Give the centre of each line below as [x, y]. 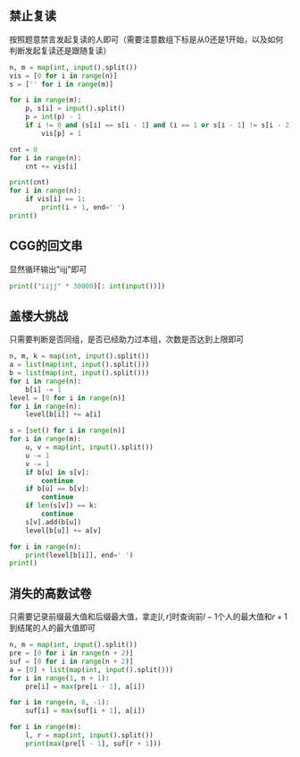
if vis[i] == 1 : [56, 200]
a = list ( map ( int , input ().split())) [79, 365]
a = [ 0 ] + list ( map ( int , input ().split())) [92, 669]
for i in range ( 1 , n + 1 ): [59, 678]
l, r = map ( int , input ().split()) [89, 736]
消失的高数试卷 [50, 593]
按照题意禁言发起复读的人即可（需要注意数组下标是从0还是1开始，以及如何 [146, 39]
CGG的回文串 [46, 246]
